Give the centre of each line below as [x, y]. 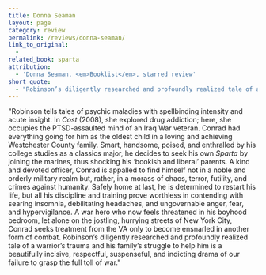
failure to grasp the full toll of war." [65, 262]
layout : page [30, 23]
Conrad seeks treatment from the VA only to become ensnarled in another [129, 229]
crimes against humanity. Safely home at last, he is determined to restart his [132, 187]
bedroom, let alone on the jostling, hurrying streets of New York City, [120, 220]
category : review [37, 30]
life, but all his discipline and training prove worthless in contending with [126, 195]
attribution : [30, 67]
